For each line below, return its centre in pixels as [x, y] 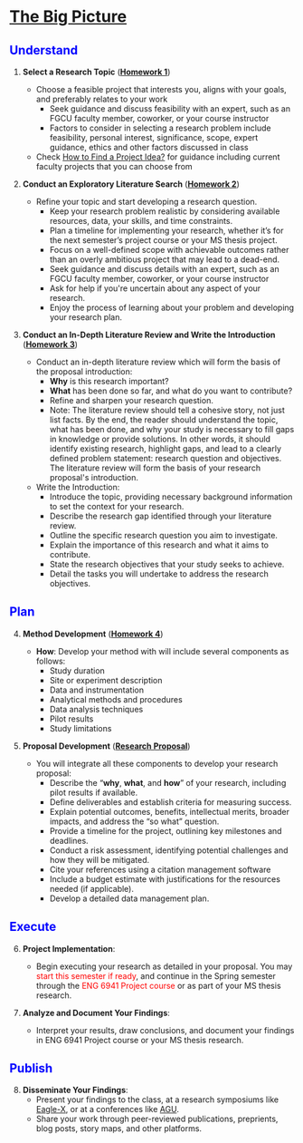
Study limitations [80, 728]
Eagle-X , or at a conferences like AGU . [107, 1109]
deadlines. [69, 840]
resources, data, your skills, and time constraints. [141, 221]
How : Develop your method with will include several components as [162, 651]
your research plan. [85, 317]
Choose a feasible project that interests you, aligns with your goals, [161, 89]
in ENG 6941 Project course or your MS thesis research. [140, 1040]
